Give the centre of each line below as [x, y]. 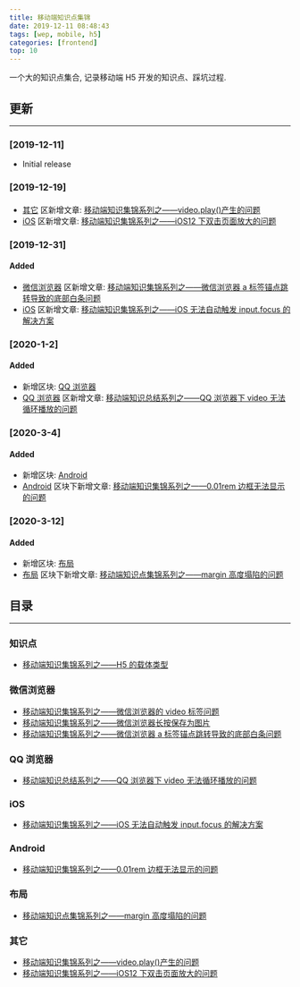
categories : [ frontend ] [54, 43]
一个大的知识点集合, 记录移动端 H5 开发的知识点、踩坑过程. [118, 78]
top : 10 [24, 51]
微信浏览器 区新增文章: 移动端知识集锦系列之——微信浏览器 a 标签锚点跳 [155, 286]
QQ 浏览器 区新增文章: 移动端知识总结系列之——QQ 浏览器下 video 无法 [154, 398]
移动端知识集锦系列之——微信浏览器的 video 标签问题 [121, 711]
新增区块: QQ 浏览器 [59, 387]
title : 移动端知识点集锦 [50, 17]
